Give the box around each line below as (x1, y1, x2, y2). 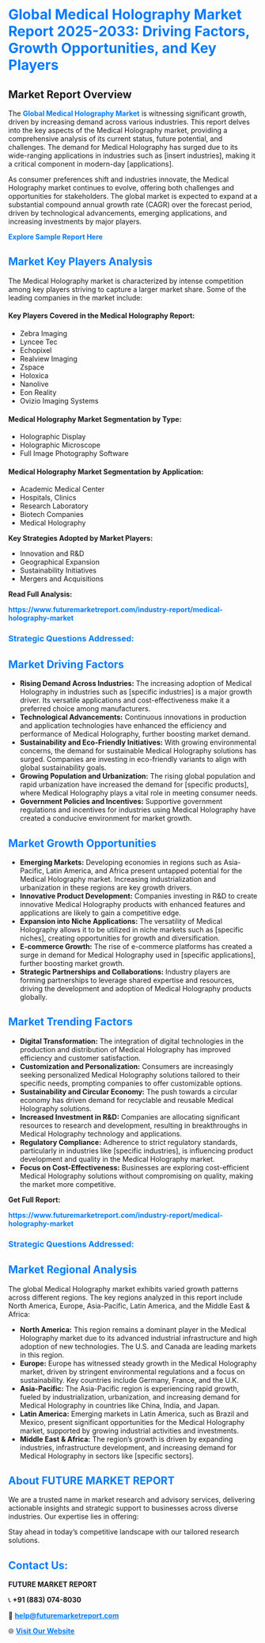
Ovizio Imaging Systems (19, 396, 99, 406)
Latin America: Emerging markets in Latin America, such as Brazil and (19, 1409, 249, 1419)
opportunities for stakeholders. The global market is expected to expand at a (8, 192, 258, 201)
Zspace (19, 362, 45, 372)
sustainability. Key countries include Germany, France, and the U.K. (19, 1375, 239, 1384)
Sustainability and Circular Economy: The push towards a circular (19, 1086, 238, 1096)
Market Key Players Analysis (8, 255, 153, 269)
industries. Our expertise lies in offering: (8, 1512, 139, 1522)
